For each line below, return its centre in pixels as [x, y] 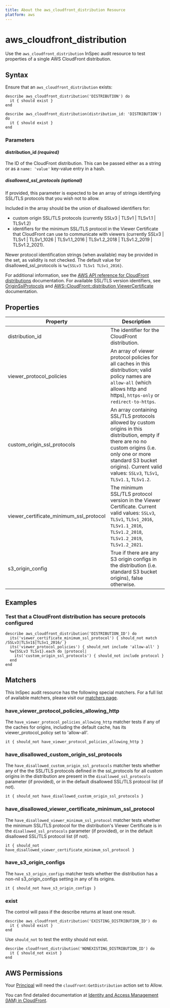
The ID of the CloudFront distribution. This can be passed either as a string [83, 163]
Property [56, 322]
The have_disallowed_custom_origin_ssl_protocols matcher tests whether [83, 766]
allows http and [129, 389]
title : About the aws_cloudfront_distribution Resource [65, 10]
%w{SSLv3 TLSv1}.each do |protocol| [48, 651]
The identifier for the [135, 330]
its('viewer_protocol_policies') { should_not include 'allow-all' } [84, 647]
